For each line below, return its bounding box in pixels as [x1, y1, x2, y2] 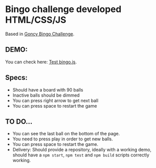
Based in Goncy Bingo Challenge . [5, 31, 74, 37]
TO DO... [5, 117, 33, 126]
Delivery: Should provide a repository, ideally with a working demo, [12, 147, 152, 153]
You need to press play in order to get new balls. [12, 136, 113, 142]
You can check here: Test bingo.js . [5, 59, 77, 65]
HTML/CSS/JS [5, 14, 66, 26]
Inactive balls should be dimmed [12, 92, 80, 98]
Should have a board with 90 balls [12, 87, 84, 93]
